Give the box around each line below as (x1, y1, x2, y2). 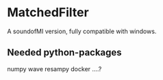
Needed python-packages (7, 47, 122, 58)
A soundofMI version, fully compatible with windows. (7, 27, 157, 35)
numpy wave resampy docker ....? (7, 64, 102, 73)
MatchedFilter (7, 5, 89, 20)
